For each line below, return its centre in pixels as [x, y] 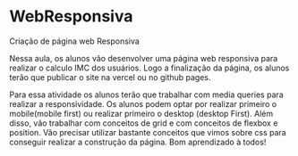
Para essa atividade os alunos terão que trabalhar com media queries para [146, 94]
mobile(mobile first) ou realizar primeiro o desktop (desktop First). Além [141, 113]
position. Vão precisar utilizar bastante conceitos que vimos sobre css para [148, 132]
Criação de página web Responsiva [75, 41]
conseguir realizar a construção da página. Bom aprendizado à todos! [138, 142]
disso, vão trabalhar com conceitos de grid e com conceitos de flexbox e [144, 123]
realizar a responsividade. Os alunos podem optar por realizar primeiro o [143, 103]
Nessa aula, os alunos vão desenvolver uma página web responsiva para [144, 58]
